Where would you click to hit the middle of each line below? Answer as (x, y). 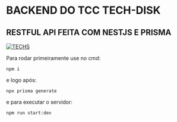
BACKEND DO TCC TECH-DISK (83, 10)
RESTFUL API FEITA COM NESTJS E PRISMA (89, 32)
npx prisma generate (32, 91)
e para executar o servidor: (39, 102)
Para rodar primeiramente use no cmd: (53, 58)
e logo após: (21, 80)
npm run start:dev (29, 113)
